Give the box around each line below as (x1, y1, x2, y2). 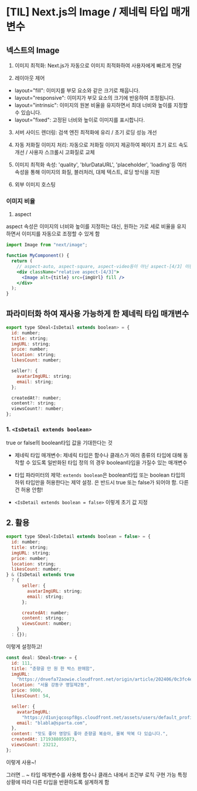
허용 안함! (21, 486, 43, 494)
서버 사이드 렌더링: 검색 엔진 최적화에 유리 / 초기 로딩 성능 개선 (14, 129, 157, 136)
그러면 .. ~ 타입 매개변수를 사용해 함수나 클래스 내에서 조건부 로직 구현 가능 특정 (6, 771, 188, 778)
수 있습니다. (14, 109, 42, 116)
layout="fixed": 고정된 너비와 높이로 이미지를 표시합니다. (14, 116, 145, 123)
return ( (11, 258, 33, 264)
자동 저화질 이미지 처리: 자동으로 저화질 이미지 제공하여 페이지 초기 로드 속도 (14, 142, 189, 148)
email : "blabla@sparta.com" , (16, 720, 88, 726)
